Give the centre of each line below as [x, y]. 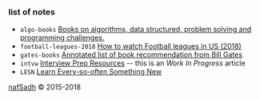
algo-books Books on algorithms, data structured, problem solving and [136, 30]
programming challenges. [62, 38]
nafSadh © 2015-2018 [45, 87]
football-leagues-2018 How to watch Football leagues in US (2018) [130, 46]
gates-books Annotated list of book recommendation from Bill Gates [131, 55]
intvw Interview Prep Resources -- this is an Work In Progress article [132, 63]
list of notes [32, 12]
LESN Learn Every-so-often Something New [91, 72]
